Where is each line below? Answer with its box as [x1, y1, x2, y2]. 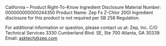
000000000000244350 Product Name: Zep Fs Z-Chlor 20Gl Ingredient [5, 9, 153, 15]
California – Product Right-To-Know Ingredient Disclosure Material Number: [5, 4, 161, 10]
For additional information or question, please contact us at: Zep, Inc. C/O [5, 24, 157, 30]
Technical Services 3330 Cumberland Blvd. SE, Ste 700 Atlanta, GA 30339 [5, 30, 160, 35]
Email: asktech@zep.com [5, 35, 58, 41]
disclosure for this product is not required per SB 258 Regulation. [5, 15, 140, 20]
